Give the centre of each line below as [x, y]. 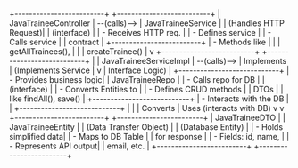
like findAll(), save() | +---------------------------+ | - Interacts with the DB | [149, 99]
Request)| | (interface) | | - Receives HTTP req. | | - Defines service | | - [141, 32]
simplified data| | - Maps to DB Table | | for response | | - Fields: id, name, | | [149, 136]
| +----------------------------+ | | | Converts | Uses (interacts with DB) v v [147, 108]
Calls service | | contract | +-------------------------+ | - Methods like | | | [145, 42]
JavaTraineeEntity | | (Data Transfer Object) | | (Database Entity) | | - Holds [146, 127]
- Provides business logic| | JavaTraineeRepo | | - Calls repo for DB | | [137, 80]
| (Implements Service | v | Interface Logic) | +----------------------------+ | [149, 70]
